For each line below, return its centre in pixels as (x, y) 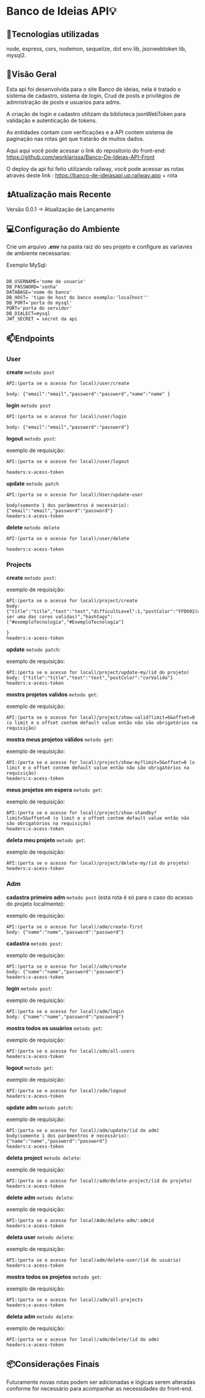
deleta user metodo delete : (40, 1237)
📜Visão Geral (31, 74)
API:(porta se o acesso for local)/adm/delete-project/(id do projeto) (99, 1181)
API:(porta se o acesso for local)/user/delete (68, 539)
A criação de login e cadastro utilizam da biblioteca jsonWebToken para (96, 113)
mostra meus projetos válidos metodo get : (60, 740)
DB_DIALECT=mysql (28, 314)
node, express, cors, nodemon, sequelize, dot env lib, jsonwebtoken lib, (96, 49)
